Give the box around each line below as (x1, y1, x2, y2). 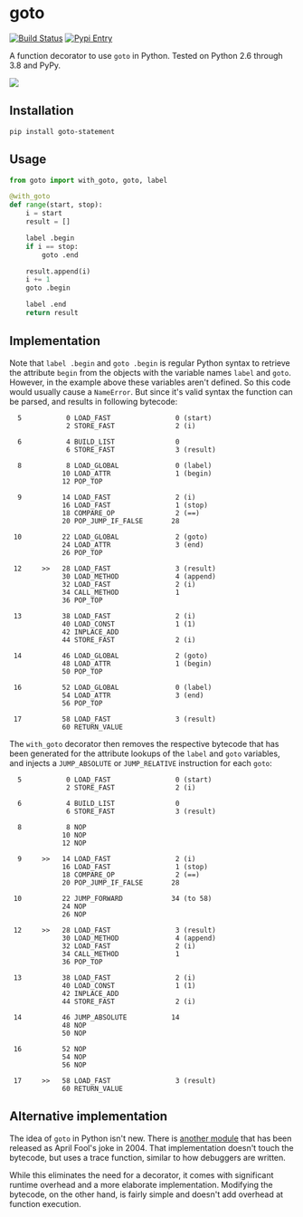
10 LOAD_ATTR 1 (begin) (62, 469, 213, 478)
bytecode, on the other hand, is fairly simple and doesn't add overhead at (9, 1189, 283, 1200)
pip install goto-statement (9, 127, 116, 136)
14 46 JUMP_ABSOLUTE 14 (13, 1012, 180, 1021)
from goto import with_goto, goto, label (9, 176, 168, 185)
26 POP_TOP (62, 548, 103, 557)
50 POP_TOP (62, 666, 103, 676)
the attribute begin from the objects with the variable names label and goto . (9, 367, 291, 378)
